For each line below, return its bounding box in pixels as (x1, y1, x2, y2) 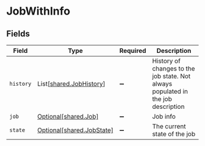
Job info (152, 113, 176, 120)
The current (152, 122, 186, 130)
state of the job (152, 130, 196, 138)
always (152, 80, 173, 88)
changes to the (152, 64, 195, 72)
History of (152, 57, 181, 65)
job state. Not (152, 72, 191, 80)
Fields (6, 29, 31, 39)
